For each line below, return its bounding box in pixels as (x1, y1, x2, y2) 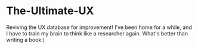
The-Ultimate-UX (6, 4, 94, 18)
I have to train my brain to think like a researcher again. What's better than (6, 30, 188, 37)
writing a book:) (6, 36, 45, 43)
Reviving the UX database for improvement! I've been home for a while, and (6, 24, 192, 31)
